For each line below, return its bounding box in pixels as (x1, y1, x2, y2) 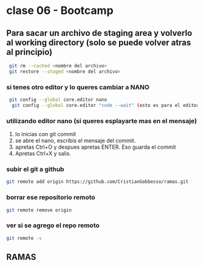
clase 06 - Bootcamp (6, 4, 114, 18)
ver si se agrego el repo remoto (6, 221, 100, 230)
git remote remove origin (6, 207, 72, 213)
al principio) (6, 47, 53, 57)
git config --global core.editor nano (8, 97, 107, 103)
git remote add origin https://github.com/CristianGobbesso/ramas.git (6, 179, 189, 185)
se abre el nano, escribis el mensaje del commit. (15, 137, 136, 145)
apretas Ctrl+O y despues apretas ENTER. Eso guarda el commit (15, 143, 176, 151)
